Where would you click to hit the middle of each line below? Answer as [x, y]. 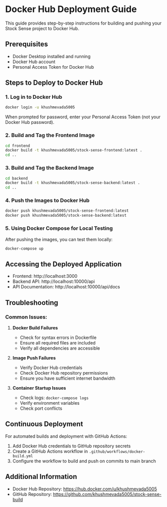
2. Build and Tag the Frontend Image [50, 135]
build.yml [23, 456]
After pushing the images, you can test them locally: [59, 239]
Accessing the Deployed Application [63, 264]
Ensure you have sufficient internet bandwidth [67, 378]
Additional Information [41, 477]
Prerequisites [27, 44]
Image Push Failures [34, 358]
